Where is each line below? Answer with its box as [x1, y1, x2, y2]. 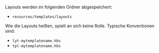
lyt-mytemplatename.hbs [12, 38, 61, 43]
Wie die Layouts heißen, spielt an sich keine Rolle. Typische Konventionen [5, 23, 155, 29]
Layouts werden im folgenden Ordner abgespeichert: [5, 4, 112, 10]
